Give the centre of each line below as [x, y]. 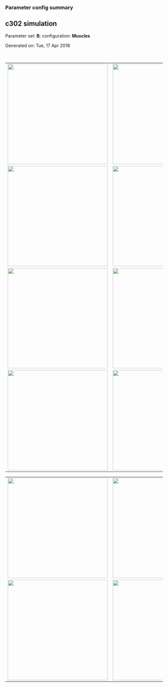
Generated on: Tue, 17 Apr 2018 [38, 45]
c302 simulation [31, 24]
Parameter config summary [39, 8]
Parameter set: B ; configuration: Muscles [48, 36]
